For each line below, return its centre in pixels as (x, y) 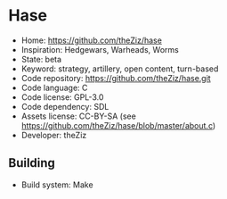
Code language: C (54, 87)
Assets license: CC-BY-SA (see (79, 116)
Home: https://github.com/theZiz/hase (91, 40)
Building (32, 163)
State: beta (41, 59)
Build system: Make (57, 185)
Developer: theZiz (54, 135)
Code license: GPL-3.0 (62, 97)
